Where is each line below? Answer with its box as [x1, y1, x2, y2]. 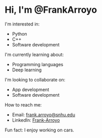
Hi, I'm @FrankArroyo [5, 4, 97, 16]
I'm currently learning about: [5, 51, 64, 58]
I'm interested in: [5, 21, 40, 27]
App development [12, 86, 49, 93]
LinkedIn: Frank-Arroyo [12, 117, 60, 123]
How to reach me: [5, 101, 42, 108]
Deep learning [12, 67, 42, 73]
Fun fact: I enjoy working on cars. [5, 127, 74, 133]
